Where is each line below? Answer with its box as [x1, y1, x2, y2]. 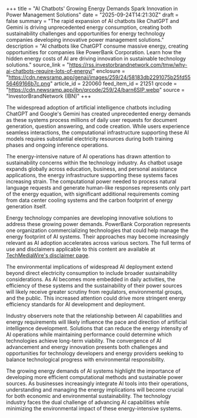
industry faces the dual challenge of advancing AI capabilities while [6, 399, 170, 406]
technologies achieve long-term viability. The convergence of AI [6, 337, 162, 344]
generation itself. [6, 203, 47, 210]
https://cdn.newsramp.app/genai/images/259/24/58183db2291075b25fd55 [8, 74, 191, 81]
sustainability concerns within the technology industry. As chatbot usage [6, 159, 183, 166]
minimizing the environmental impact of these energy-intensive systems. [6, 405, 182, 412]
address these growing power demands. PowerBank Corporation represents [6, 221, 191, 227]
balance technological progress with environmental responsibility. [6, 356, 166, 363]
